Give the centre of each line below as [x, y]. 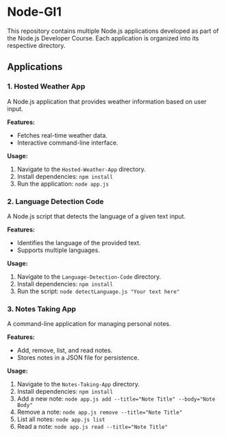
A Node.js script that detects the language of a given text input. [97, 216]
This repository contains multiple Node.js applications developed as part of [113, 31]
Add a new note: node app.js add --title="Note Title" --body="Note [116, 399]
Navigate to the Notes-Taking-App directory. [78, 384]
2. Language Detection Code [55, 201]
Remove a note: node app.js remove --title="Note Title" [100, 412]
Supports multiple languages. [59, 250]
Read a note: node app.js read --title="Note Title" [92, 427]
